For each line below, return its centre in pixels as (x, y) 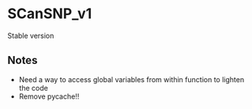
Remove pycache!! (49, 96)
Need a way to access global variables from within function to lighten (132, 79)
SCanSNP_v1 (50, 14)
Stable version (31, 36)
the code (33, 88)
